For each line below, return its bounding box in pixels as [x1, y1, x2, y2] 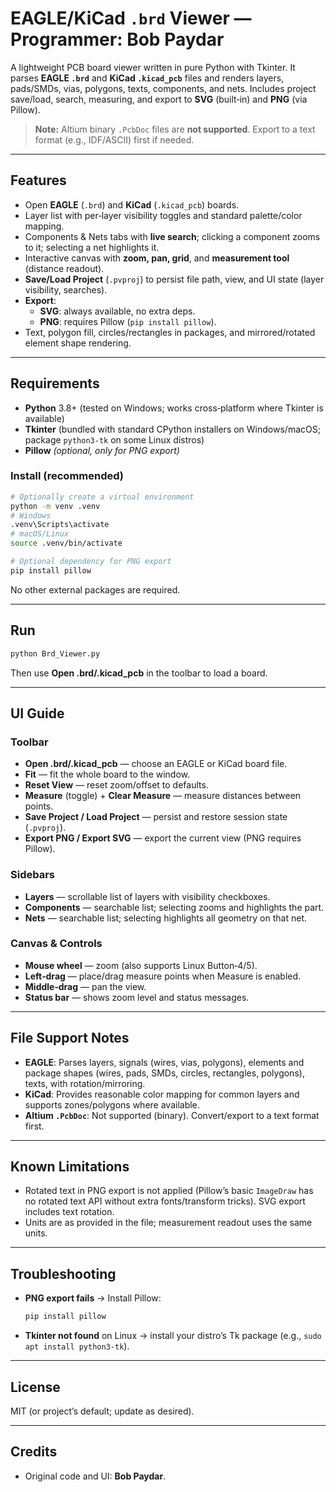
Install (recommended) [10, 469, 124, 483]
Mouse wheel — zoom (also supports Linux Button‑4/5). [24, 959, 258, 971]
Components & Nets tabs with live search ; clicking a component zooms [24, 230, 321, 242]
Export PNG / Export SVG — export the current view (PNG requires [24, 832, 302, 844]
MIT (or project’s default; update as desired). [10, 1405, 195, 1417]
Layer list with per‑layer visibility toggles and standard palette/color [24, 209, 303, 221]
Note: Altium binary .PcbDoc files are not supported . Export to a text [34, 123, 316, 135]
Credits [10, 1443, 58, 1461]
